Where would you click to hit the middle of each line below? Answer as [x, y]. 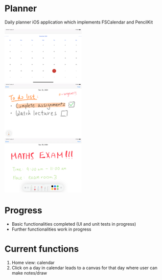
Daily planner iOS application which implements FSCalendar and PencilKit [79, 22]
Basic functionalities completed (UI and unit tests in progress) [74, 224]
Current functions [42, 249]
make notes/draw [29, 273]
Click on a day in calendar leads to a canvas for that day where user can [84, 268]
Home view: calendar [33, 262]
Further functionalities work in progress [51, 229]
